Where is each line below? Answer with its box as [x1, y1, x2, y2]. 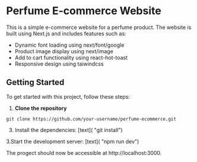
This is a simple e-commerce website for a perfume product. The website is [6, 24, 192, 31]
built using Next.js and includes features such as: [6, 30, 126, 37]
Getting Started [6, 77, 65, 88]
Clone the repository [14, 105, 67, 112]
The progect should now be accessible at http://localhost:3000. [6, 149, 162, 156]
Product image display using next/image [14, 47, 114, 54]
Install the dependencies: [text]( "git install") [14, 126, 123, 134]
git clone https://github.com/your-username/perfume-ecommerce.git [6, 116, 177, 122]
